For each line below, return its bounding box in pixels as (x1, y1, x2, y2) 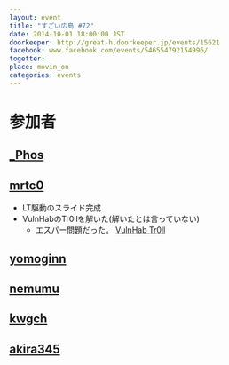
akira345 (9, 341, 60, 356)
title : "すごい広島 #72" (9, 21, 95, 30)
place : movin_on (9, 63, 69, 72)
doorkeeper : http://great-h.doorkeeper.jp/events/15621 (9, 37, 220, 47)
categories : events (9, 71, 82, 80)
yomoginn (9, 250, 67, 266)
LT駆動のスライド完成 (21, 202, 102, 213)
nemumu (9, 281, 60, 296)
